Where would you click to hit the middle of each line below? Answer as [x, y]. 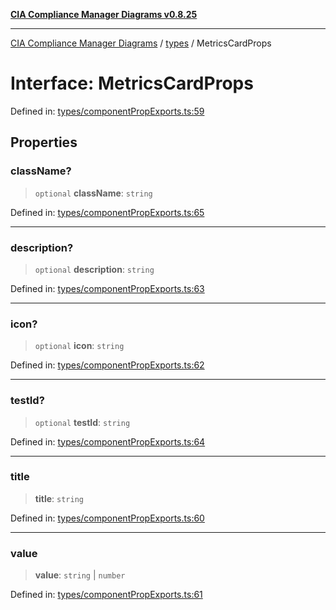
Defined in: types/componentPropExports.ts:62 [107, 365]
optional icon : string [79, 346]
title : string [59, 498]
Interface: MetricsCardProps [132, 83]
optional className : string [93, 193]
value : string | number [80, 575]
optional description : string [94, 269]
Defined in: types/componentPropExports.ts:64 [108, 441]
